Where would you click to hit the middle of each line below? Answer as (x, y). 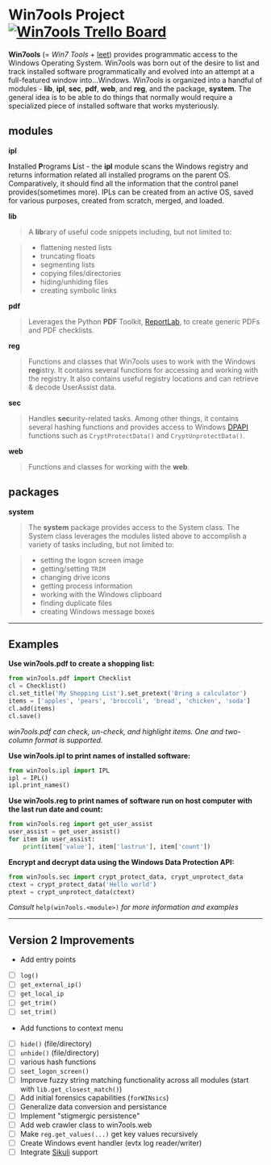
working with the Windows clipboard (101, 594)
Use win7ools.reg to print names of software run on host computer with (130, 801)
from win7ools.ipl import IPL (59, 770)
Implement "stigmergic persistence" (80, 1116)
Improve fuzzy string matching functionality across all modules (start (134, 1079)
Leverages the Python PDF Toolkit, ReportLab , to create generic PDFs (144, 321)
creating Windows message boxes (97, 612)
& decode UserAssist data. (72, 387)
